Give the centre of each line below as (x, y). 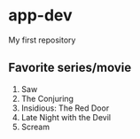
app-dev (40, 15)
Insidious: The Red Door (65, 108)
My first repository (42, 40)
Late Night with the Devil (66, 117)
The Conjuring (47, 98)
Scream (35, 127)
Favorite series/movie (70, 68)
